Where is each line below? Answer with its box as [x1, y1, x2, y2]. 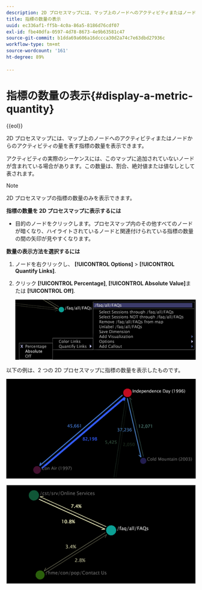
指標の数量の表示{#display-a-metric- [6, 89, 194, 102]
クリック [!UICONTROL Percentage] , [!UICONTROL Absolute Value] [14, 280, 186, 287]
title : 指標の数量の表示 [6, 16, 61, 22]
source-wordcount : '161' [6, 48, 69, 54]
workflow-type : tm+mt [6, 41, 61, 48]
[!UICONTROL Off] [26, 287, 74, 294]
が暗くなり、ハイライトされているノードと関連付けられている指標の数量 [14, 227, 194, 235]
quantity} [6, 102, 55, 115]
